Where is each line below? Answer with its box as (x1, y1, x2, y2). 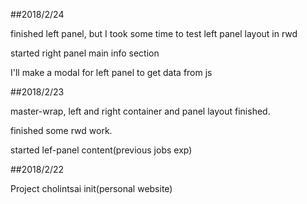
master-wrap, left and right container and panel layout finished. (10, 105, 271, 117)
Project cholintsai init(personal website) (10, 183, 173, 194)
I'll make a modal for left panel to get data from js (10, 67, 213, 78)
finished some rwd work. (10, 125, 113, 136)
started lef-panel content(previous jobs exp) (10, 144, 193, 156)
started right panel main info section (10, 47, 160, 59)
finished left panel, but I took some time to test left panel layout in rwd (10, 28, 298, 39)
